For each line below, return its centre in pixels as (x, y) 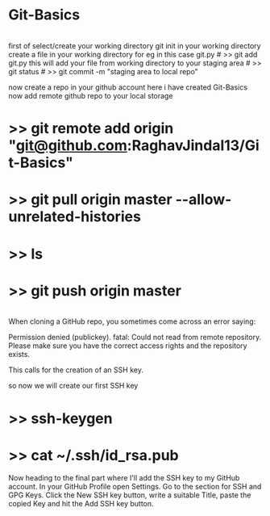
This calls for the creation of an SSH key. (76, 370)
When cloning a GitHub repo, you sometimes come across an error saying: (132, 321)
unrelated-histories (75, 217)
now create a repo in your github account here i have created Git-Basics (128, 87)
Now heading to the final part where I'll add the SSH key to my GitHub (124, 477)
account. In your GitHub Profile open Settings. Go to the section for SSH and (135, 486)
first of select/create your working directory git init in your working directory (135, 45)
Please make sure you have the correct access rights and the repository (128, 346)
